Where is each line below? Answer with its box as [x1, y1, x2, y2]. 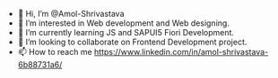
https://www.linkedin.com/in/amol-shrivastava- [93, 47, 269, 57]
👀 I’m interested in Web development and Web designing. [17, 18, 230, 28]
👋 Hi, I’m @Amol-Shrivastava [17, 9, 125, 19]
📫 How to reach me [17, 47, 92, 57]
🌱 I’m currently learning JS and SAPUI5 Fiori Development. [17, 27, 235, 37]
